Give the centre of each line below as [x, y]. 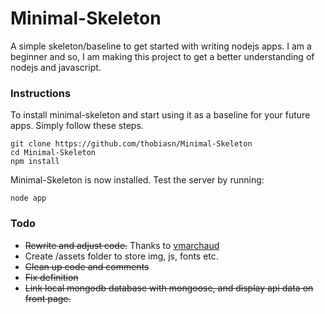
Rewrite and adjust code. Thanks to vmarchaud [122, 245]
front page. [48, 298]
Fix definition [51, 277]
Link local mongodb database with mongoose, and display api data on [169, 288]
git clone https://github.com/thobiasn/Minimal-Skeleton [131, 144]
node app [28, 198]
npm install [35, 162]
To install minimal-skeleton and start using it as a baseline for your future [160, 115]
